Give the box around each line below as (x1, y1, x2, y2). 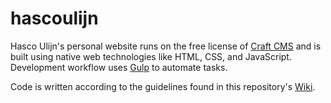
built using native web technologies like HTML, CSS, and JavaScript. (10, 50, 292, 62)
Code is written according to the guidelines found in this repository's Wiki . (10, 80, 316, 92)
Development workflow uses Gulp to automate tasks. (10, 61, 228, 73)
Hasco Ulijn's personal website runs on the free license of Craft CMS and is (10, 40, 322, 52)
